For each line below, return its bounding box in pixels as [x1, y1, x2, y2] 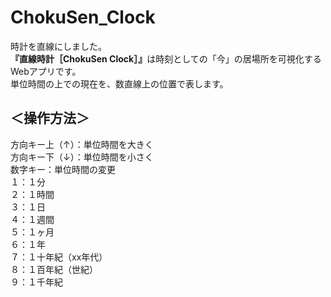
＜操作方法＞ [10, 110, 90, 127]
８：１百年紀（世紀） [10, 263, 98, 275]
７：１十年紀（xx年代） [10, 251, 108, 263]
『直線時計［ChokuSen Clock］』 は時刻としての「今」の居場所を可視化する [10, 52, 322, 65]
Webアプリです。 [10, 65, 82, 77]
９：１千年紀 [10, 276, 63, 288]
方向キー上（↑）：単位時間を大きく [10, 138, 154, 150]
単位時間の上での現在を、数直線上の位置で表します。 [10, 77, 229, 90]
